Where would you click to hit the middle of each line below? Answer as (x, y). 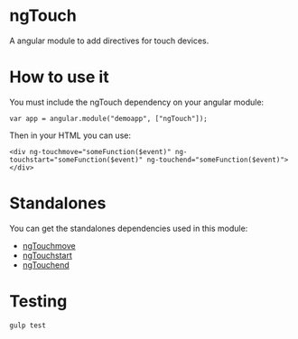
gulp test (28, 325)
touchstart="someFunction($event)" (76, 160)
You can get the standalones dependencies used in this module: (129, 228)
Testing (38, 301)
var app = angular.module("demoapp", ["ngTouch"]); (108, 118)
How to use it (60, 77)
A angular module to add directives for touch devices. (109, 41)
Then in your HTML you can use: (70, 135)
